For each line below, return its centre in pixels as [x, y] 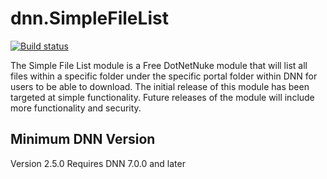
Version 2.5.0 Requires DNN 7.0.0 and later [98, 163]
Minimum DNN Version [83, 139]
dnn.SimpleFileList [89, 18]
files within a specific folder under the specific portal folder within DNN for [164, 76]
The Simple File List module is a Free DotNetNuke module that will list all [159, 65]
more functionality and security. [76, 108]
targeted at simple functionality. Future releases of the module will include [162, 97]
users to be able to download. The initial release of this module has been [160, 86]
